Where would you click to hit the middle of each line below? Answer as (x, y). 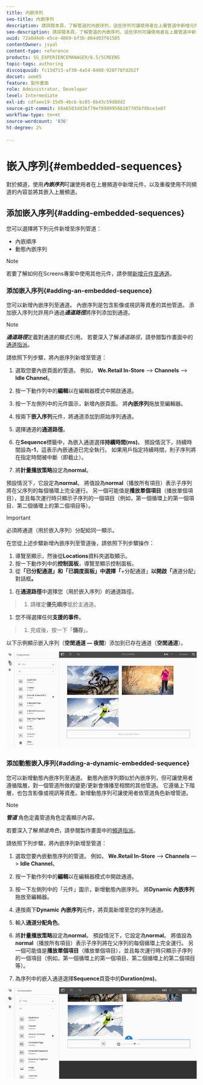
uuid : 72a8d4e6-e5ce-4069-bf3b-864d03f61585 (63, 38)
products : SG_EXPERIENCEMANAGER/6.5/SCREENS (63, 57)
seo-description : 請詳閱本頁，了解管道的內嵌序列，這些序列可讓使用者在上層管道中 (99, 32)
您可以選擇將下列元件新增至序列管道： (54, 229)
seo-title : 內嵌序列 (30, 19)
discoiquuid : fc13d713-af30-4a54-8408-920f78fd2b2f (72, 70)
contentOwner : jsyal (32, 45)
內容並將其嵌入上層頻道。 (48, 192)
